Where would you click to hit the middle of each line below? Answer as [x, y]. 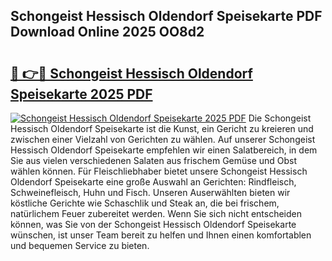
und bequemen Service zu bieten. [80, 245]
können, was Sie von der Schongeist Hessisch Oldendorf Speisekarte [153, 224]
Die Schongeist [280, 118]
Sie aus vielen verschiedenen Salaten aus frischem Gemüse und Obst [154, 160]
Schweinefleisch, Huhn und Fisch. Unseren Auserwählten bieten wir [150, 192]
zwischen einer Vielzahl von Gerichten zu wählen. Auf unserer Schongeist [163, 139]
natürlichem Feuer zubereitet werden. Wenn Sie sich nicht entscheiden [156, 213]
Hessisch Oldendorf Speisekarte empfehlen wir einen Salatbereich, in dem [164, 150]
